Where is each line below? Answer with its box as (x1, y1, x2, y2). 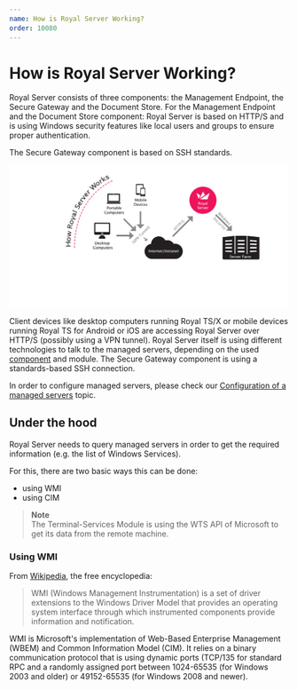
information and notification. (30, 615, 135, 626)
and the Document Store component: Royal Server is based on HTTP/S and (9, 111, 284, 122)
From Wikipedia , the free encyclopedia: (9, 570, 152, 581)
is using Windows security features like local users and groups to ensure (9, 121, 275, 131)
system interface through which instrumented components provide (30, 607, 276, 617)
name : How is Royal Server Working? (9, 14, 145, 23)
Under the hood (9, 416, 98, 431)
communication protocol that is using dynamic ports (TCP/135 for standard (9, 652, 282, 662)
